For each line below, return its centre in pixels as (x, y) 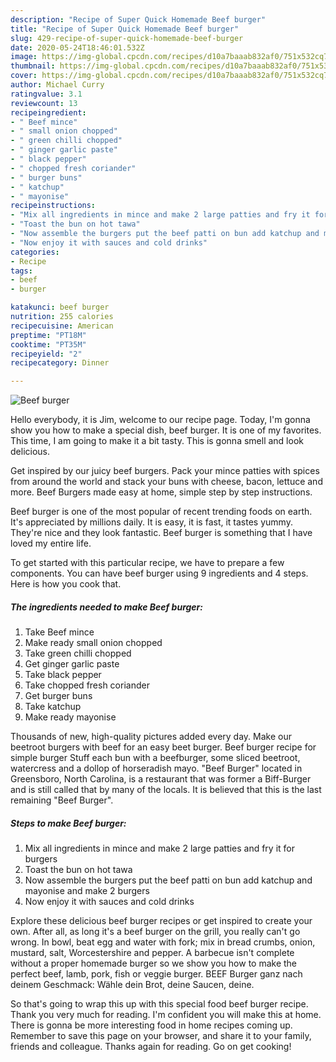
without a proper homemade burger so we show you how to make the (154, 963)
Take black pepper (63, 675)
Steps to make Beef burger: (68, 823)
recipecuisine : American (62, 326)
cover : (24, 76)
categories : (35, 252)
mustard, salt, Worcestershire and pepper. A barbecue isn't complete (152, 953)
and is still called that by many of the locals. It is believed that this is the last (166, 790)
